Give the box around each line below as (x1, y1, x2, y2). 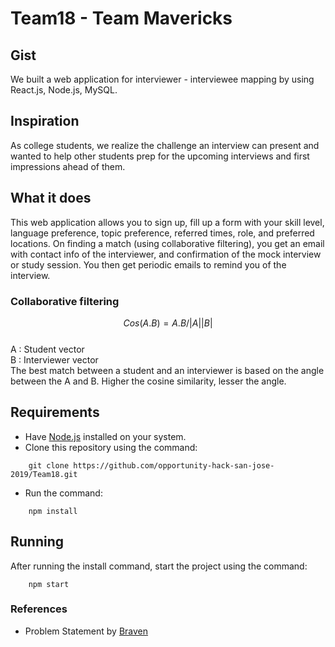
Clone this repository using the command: (24, 441, 198, 453)
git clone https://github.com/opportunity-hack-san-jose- (28, 460, 275, 471)
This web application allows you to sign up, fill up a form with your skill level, (10, 216, 325, 228)
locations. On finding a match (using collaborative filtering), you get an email (10, 237, 325, 249)
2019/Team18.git (10, 469, 78, 479)
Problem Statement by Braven (24, 625, 149, 637)
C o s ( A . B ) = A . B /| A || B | (123, 317, 213, 329)
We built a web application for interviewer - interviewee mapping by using (10, 73, 315, 85)
